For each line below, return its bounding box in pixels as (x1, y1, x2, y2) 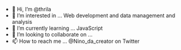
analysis (11, 18, 33, 25)
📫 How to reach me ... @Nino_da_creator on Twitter (11, 37, 140, 45)
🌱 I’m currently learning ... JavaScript (11, 24, 103, 32)
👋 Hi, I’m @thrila (11, 6, 52, 12)
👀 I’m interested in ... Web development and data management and (11, 12, 176, 19)
